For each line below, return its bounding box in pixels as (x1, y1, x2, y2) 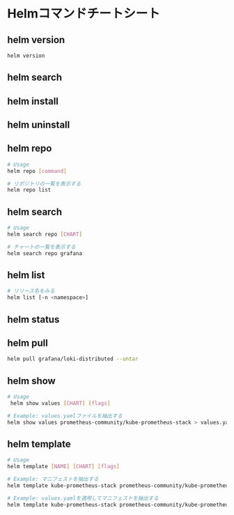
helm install (7, 95, 59, 107)
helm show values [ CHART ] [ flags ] (10, 400, 111, 407)
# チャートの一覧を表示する (7, 243, 76, 250)
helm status (7, 314, 60, 325)
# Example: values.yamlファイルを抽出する (7, 412, 123, 420)
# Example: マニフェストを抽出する (7, 476, 99, 483)
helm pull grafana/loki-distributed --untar (7, 355, 139, 362)
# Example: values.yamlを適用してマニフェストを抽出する (7, 495, 159, 502)
